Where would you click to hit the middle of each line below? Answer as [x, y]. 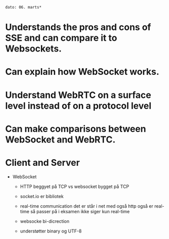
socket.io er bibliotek [42, 196]
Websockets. [34, 49]
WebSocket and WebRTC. [61, 139]
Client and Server [43, 162]
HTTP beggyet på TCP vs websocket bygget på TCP [75, 186]
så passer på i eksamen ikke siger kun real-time [80, 211]
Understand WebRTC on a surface [78, 95]
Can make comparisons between [76, 129]
